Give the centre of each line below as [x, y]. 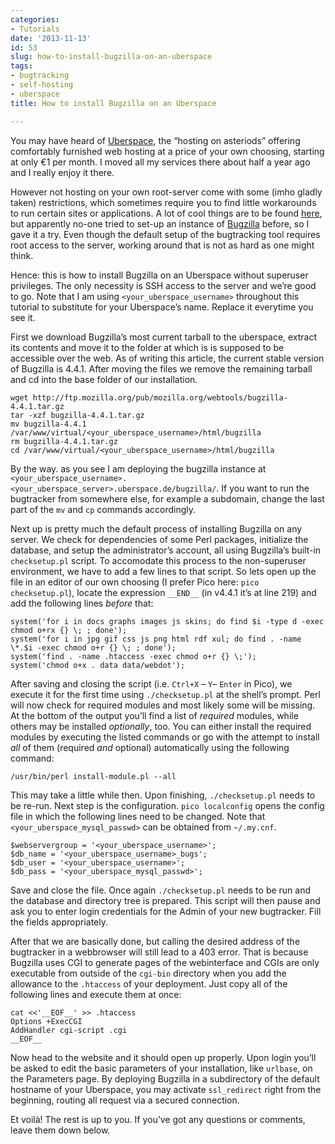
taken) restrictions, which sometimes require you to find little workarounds [163, 202]
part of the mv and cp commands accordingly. [103, 509]
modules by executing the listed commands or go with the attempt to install [165, 737]
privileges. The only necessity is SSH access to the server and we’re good [163, 285]
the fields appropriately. [59, 922]
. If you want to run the [263, 488]
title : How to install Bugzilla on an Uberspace [113, 103]
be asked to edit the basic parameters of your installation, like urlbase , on [161, 1068]
